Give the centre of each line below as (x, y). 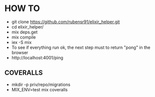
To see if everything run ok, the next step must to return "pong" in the (81, 47)
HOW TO (22, 8)
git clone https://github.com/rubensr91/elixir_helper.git (66, 22)
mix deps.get (25, 32)
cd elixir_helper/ (28, 27)
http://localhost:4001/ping (37, 57)
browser (20, 52)
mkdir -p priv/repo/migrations (41, 84)
